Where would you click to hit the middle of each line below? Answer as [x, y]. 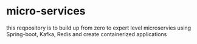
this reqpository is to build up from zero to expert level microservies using [99, 28]
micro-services [46, 11]
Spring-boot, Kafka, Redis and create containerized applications [87, 34]
